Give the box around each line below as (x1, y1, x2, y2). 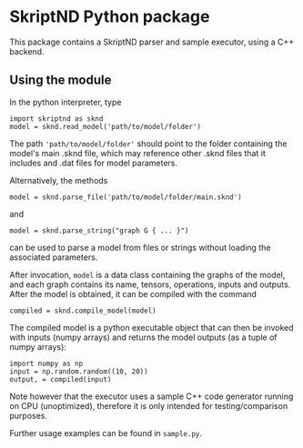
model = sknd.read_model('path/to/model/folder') (9, 122, 202, 131)
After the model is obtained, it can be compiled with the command (9, 288, 258, 299)
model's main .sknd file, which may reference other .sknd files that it (9, 147, 266, 158)
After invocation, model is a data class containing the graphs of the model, (9, 269, 286, 280)
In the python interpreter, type (9, 96, 122, 107)
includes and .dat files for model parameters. (9, 157, 177, 168)
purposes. (9, 410, 48, 421)
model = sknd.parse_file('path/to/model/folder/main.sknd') (9, 193, 243, 202)
